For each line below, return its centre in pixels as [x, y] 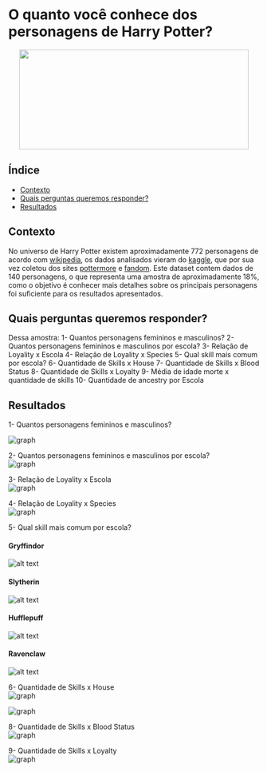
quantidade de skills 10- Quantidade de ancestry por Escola [106, 380]
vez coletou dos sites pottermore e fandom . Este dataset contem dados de [131, 268]
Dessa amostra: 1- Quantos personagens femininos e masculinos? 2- [122, 338]
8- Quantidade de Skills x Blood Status [72, 726]
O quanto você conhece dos [103, 15]
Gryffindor [26, 546]
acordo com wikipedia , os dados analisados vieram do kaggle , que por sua [131, 259]
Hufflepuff [26, 618]
